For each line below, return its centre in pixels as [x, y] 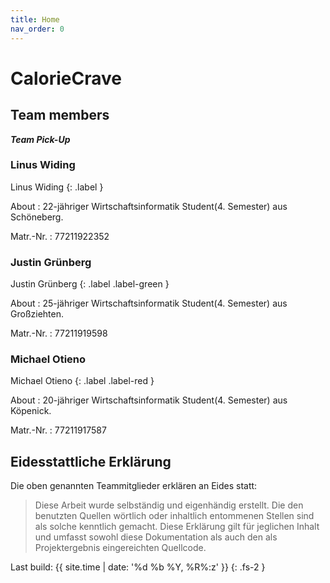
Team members [60, 115]
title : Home [35, 19]
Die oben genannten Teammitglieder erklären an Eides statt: [134, 486]
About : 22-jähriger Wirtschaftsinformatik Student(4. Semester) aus [149, 206]
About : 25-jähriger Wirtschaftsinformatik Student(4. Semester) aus [149, 303]
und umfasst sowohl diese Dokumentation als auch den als [156, 537]
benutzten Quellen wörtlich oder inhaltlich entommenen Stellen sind [174, 516]
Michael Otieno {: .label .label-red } [82, 381]
